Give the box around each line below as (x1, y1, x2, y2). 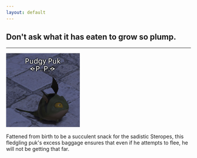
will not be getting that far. (6, 146, 70, 153)
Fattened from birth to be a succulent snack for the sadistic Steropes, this (6, 133, 184, 140)
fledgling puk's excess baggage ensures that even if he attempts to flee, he (6, 139, 189, 146)
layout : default (6, 9, 46, 15)
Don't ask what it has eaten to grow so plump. (6, 32, 176, 42)
